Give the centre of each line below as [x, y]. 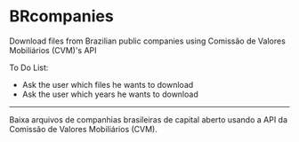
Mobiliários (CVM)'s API [53, 50]
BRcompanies [61, 16]
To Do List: [29, 67]
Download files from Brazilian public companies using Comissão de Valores [148, 41]
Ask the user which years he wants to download [110, 94]
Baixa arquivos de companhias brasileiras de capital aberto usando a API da [148, 119]
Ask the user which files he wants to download [108, 84]
